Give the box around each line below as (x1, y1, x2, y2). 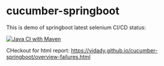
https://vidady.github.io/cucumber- (71, 46, 158, 54)
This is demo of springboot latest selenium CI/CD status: (6, 24, 146, 31)
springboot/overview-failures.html (6, 53, 91, 60)
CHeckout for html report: (6, 46, 70, 54)
